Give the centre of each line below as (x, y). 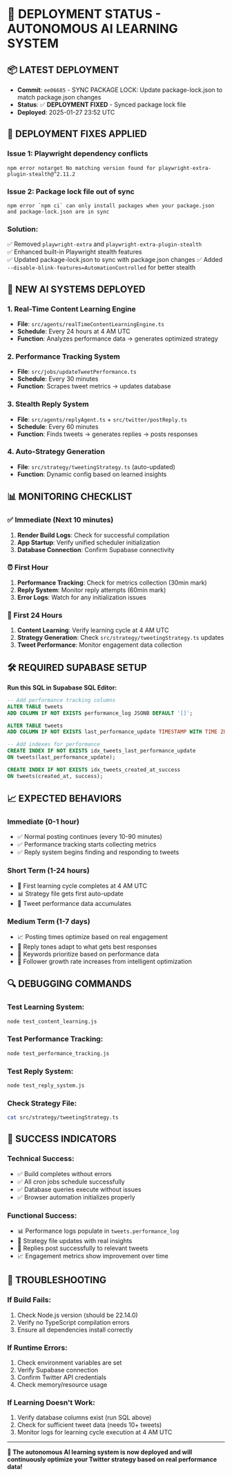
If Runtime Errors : (37, 1347)
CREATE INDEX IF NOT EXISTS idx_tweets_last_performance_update (101, 751)
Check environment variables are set (69, 1363)
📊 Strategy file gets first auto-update (70, 893)
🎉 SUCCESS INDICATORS (62, 1139)
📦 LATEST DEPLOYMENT (63, 69)
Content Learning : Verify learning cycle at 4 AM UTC (93, 630)
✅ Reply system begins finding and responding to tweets (98, 852)
